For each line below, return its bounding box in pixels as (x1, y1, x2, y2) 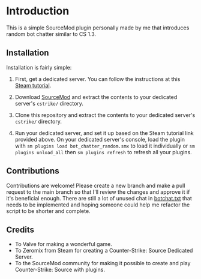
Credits (6, 224, 35, 235)
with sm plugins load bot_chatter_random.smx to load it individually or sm (14, 142, 195, 149)
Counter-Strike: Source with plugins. (14, 266, 105, 274)
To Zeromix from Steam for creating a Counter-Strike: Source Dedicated (14, 247, 193, 254)
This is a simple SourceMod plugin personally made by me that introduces (6, 24, 190, 31)
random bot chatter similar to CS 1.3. (6, 30, 97, 37)
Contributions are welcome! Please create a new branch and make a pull (6, 182, 185, 189)
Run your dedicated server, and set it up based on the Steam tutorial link (14, 129, 194, 136)
